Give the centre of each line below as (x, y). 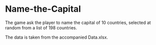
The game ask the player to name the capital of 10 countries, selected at (78, 22)
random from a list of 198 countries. (41, 27)
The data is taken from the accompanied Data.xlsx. (57, 37)
